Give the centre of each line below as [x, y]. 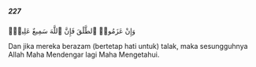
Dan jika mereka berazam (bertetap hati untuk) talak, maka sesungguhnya [128, 46]
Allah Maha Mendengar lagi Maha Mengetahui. [84, 54]
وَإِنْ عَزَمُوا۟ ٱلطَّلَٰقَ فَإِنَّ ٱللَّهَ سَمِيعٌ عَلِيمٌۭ [72, 31]
